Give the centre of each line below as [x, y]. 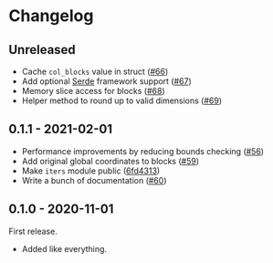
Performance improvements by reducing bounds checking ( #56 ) [143, 151]
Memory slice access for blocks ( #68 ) [93, 91]
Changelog [51, 16]
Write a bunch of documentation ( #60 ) [94, 180]
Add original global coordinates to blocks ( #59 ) [110, 161]
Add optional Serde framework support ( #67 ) [107, 81]
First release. [33, 231]
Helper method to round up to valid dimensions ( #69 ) [122, 100]
